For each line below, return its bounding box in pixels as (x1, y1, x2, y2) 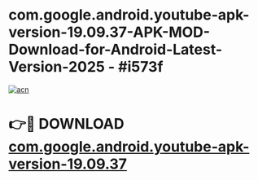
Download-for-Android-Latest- (8, 41, 223, 59)
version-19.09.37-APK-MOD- (8, 23, 210, 42)
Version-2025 (8, 58, 106, 77)
